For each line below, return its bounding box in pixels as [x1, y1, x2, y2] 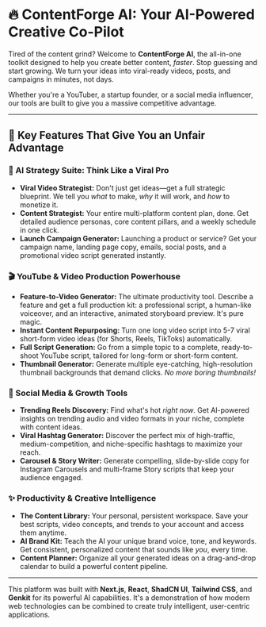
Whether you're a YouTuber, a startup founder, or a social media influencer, [8, 90, 253, 99]
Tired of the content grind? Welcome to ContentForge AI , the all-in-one [8, 49, 241, 59]
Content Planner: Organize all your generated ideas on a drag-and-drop [19, 553, 256, 563]
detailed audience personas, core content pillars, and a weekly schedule [19, 217, 256, 226]
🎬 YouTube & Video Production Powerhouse [8, 271, 180, 282]
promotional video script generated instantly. [19, 250, 166, 260]
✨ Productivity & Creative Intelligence [8, 493, 157, 504]
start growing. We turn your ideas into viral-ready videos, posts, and [8, 66, 231, 75]
